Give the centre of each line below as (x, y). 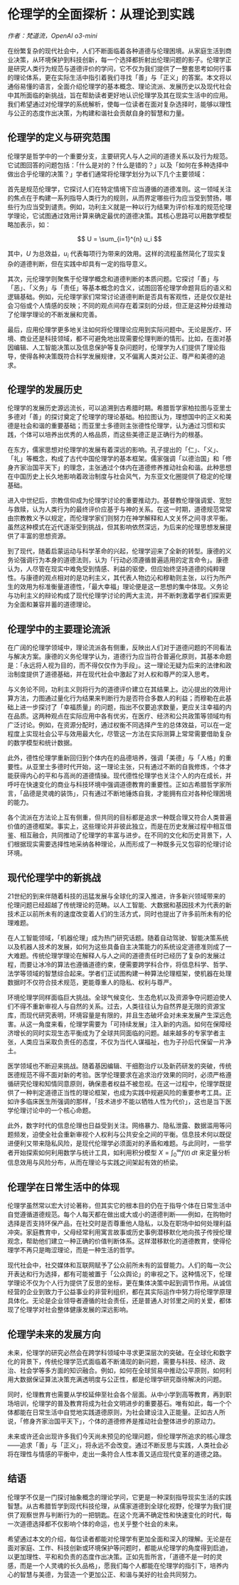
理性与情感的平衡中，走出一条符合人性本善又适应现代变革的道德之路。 (122, 1454)
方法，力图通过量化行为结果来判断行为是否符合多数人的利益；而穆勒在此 (119, 699)
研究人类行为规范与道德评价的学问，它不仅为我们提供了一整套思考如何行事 (122, 68)
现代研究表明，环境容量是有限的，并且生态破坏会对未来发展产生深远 (126, 1015)
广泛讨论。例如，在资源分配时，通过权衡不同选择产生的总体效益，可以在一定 (119, 725)
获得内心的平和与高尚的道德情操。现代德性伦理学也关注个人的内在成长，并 (122, 775)
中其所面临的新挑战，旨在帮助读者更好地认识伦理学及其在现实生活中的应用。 (119, 95)
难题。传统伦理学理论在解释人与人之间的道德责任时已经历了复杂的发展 (116, 955)
